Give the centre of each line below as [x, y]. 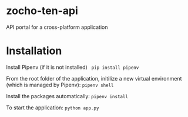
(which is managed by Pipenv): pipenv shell [60, 85]
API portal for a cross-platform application [57, 27]
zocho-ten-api [42, 11]
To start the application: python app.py [53, 108]
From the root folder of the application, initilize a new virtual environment [94, 78]
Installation [34, 51]
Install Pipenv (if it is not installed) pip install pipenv [73, 67]
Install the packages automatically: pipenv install [67, 96]
